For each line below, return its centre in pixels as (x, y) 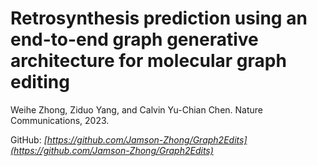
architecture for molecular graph (148, 61)
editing (40, 82)
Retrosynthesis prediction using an (159, 18)
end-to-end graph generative (134, 39)
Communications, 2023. (60, 120)
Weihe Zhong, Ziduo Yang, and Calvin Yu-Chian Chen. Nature (137, 109)
